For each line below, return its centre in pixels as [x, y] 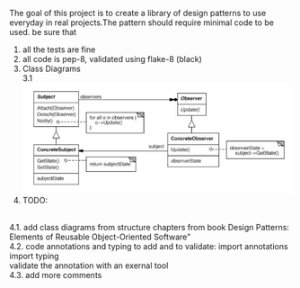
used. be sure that [43, 32]
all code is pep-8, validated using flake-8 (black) [112, 59]
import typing [35, 256]
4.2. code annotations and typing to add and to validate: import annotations [149, 246]
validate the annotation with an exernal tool [89, 265]
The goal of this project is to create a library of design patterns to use [138, 13]
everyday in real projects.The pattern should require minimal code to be [141, 22]
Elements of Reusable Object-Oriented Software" [100, 237]
